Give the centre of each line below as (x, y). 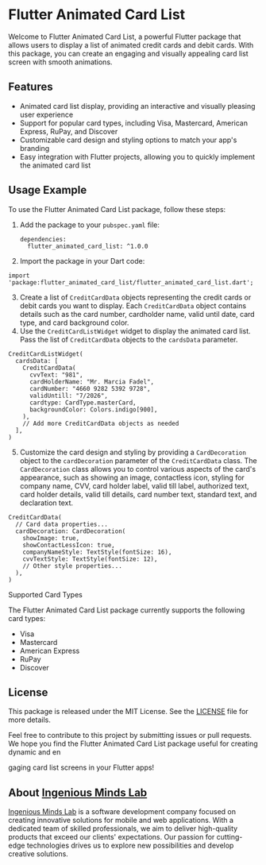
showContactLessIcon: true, (69, 545)
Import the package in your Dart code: (82, 261)
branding (35, 148)
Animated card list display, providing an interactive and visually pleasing (137, 106)
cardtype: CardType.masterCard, (83, 403)
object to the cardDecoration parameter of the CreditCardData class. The (138, 460)
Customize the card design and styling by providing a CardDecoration (133, 452)
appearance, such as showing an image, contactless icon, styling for (132, 477)
